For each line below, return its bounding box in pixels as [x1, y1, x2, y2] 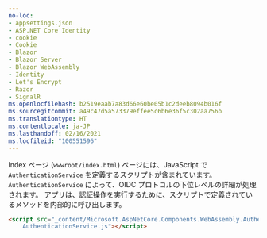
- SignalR [8, 93, 41, 101]
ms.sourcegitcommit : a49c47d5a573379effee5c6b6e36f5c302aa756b [8, 108, 222, 116]
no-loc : [8, 11, 34, 20]
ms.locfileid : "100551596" [8, 136, 98, 145]
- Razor [8, 85, 34, 94]
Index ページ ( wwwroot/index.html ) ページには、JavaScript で [8, 159, 208, 169]
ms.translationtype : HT [8, 115, 87, 123]
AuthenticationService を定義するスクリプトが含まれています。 [8, 170, 217, 179]
